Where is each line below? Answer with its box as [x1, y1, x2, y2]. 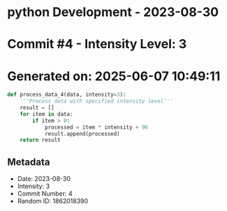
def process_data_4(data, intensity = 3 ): [7, 92, 127, 99]
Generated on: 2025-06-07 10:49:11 [7, 68, 221, 84]
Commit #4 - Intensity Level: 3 [7, 36, 187, 52]
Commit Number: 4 [17, 189, 73, 198]
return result [20, 137, 61, 144]
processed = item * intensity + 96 [44, 124, 149, 131]
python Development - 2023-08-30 [7, 4, 219, 20]
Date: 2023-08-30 [17, 175, 71, 183]
